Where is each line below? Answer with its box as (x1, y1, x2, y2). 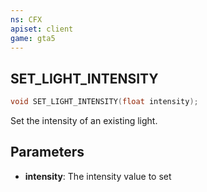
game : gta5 (10, 33, 56, 43)
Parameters (10, 144, 85, 161)
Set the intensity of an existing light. (10, 115, 158, 127)
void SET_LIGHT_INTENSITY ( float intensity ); (10, 97, 199, 107)
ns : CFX (10, 14, 43, 25)
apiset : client (10, 24, 74, 34)
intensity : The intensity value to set (24, 170, 172, 182)
